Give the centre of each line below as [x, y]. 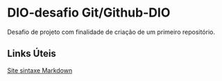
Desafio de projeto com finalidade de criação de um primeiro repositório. [111, 32]
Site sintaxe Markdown [40, 70]
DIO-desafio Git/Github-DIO [89, 13]
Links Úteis [32, 54]
